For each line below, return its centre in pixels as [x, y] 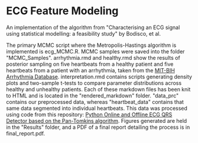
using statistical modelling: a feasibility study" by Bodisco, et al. [84, 33]
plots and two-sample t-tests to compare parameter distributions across [94, 83]
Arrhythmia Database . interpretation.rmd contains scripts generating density [99, 77]
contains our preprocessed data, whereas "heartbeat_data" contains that [95, 101]
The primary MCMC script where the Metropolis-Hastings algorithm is [91, 45]
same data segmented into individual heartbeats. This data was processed [97, 108]
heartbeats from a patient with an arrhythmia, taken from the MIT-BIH [91, 70]
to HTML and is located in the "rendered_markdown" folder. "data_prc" [92, 96]
